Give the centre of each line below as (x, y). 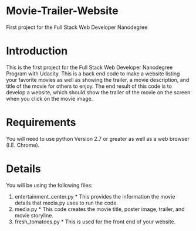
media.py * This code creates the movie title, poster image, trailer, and (99, 209)
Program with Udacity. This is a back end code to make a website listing (93, 73)
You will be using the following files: (49, 185)
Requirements (41, 123)
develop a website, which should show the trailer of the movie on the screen (98, 92)
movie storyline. (34, 215)
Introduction (37, 51)
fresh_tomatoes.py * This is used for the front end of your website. (95, 222)
